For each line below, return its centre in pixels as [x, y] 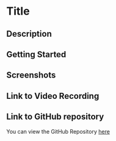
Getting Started [36, 54]
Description [29, 34]
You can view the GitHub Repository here [58, 131]
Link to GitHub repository [55, 117]
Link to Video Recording [53, 96]
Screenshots [31, 75]
